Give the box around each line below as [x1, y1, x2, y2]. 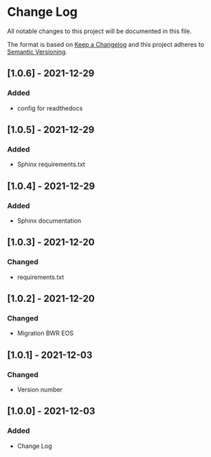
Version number [16, 385, 63, 394]
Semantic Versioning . [7, 48, 67, 56]
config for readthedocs [16, 104, 83, 112]
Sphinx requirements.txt [16, 160, 86, 169]
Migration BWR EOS [16, 329, 74, 338]
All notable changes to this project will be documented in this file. [7, 27, 192, 35]
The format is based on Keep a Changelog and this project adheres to [7, 40, 205, 48]
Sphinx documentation [16, 216, 81, 225]
